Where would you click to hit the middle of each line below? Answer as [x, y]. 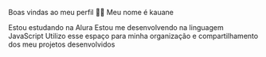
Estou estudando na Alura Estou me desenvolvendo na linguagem [116, 27]
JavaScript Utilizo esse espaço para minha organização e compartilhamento [133, 36]
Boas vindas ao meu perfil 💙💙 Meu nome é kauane [91, 12]
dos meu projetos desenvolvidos [62, 44]
